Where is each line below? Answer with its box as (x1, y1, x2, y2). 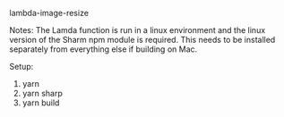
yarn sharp (22, 88, 63, 98)
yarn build (22, 97, 60, 108)
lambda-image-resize (9, 8, 90, 18)
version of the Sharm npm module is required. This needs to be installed (9, 35, 276, 45)
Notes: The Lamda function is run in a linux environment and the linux (9, 25, 266, 35)
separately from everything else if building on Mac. (9, 44, 198, 54)
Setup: (9, 62, 34, 71)
